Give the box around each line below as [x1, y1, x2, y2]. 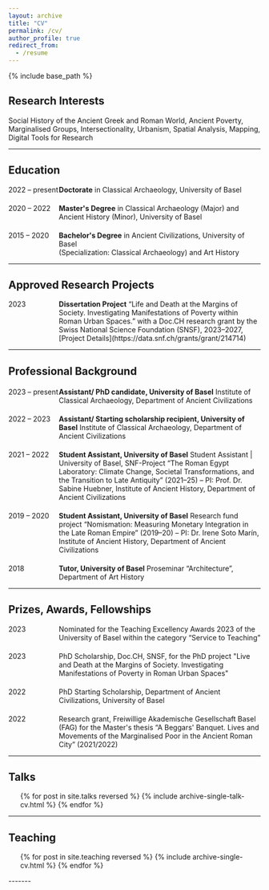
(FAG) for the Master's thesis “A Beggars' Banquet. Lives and [58, 722, 259, 732]
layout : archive [8, 11, 62, 20]
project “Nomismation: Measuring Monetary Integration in [58, 519, 249, 529]
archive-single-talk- [179, 791, 245, 801]
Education [8, 164, 61, 177]
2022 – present [8, 185, 58, 194]
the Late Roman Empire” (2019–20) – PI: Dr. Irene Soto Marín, [58, 527, 259, 538]
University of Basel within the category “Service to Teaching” [58, 632, 261, 642]
